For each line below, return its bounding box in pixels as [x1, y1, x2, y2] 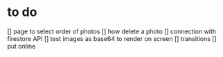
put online [7, 42, 36, 50]
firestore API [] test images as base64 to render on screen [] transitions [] [7, 34, 217, 42]
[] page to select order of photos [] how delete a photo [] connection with [7, 27, 217, 35]
